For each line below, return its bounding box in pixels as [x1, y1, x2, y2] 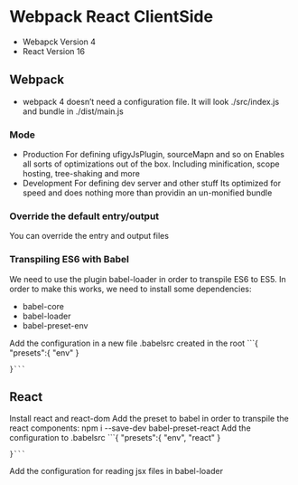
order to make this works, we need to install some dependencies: [9, 283, 252, 294]
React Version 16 [22, 45, 86, 56]
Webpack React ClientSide [9, 6, 214, 27]
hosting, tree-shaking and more [22, 168, 140, 179]
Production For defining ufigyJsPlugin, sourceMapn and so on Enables [22, 149, 284, 160]
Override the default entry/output [9, 210, 160, 223]
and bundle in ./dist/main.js [22, 106, 124, 117]
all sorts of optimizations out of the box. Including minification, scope [22, 158, 280, 169]
